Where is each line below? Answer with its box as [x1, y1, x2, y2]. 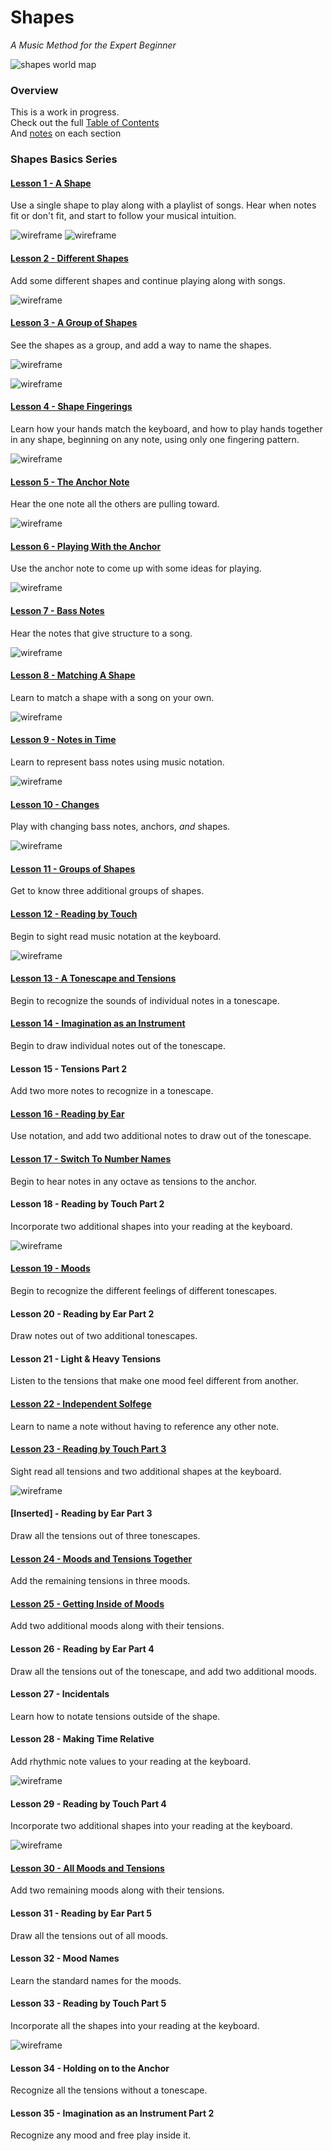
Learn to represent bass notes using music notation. [10, 756, 225, 768]
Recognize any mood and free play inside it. [10, 2129, 192, 2141]
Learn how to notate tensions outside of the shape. [10, 1710, 221, 1722]
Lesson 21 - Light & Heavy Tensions [10, 1352, 162, 1365]
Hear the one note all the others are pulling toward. [10, 498, 220, 510]
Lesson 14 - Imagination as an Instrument [10, 1017, 186, 1030]
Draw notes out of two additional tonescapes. [10, 1330, 198, 1342]
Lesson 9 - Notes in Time [10, 734, 117, 746]
